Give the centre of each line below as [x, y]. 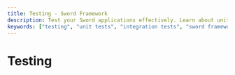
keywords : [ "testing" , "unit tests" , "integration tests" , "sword [106, 26]
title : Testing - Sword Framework [58, 14]
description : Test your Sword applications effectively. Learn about [111, 20]
